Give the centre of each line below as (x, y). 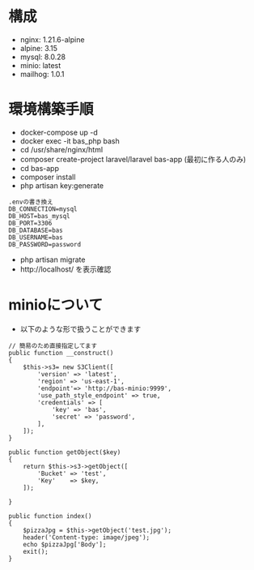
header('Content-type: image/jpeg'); (87, 537)
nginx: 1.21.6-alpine (52, 39)
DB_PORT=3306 (30, 223)
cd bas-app (39, 168)
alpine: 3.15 (39, 48)
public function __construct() (61, 353)
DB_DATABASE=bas (36, 230)
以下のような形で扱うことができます (80, 328)
